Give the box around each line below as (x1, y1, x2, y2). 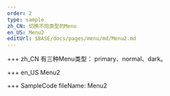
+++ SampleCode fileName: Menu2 (7, 82, 108, 90)
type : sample (7, 16, 45, 23)
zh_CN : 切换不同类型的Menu (7, 22, 77, 29)
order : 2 (7, 10, 32, 17)
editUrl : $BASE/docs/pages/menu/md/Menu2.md (7, 35, 136, 42)
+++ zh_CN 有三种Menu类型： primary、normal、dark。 (7, 55, 167, 63)
